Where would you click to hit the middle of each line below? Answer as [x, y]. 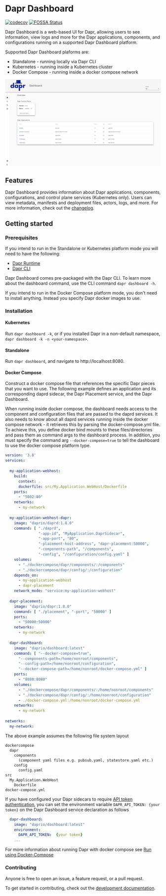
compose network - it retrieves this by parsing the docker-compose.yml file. [83, 425]
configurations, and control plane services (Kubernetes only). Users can [79, 198]
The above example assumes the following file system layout [67, 736]
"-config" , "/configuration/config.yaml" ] [84, 555]
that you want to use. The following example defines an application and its [81, 389]
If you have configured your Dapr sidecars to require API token [69, 799]
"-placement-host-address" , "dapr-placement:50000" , [94, 544]
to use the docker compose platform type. [48, 446]
